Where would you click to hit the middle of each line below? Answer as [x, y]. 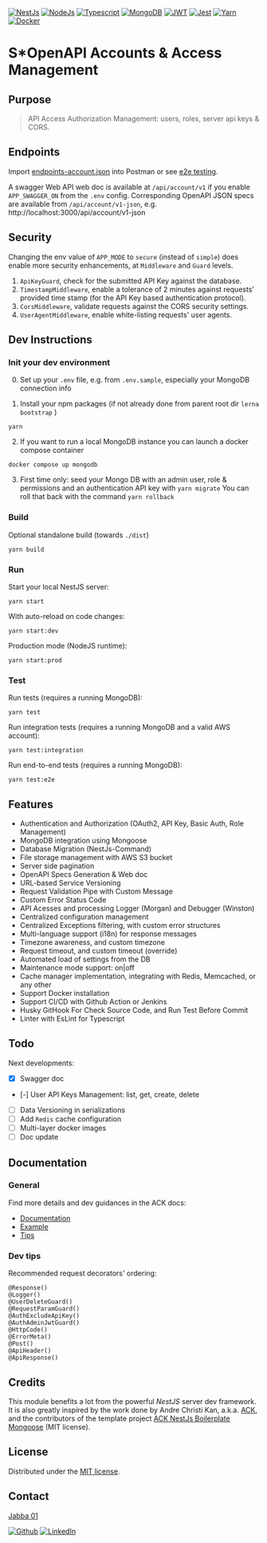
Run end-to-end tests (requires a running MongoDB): [95, 765]
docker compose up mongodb [53, 465]
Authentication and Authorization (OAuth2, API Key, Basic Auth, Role [132, 823]
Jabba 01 [23, 1515]
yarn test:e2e [32, 780]
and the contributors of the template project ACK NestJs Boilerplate [119, 1418]
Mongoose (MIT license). [49, 1426]
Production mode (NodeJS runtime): [68, 645]
